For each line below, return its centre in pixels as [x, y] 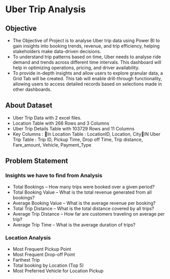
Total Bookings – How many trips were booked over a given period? [83, 187]
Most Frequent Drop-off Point [44, 254]
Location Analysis [28, 238]
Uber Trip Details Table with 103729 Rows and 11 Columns [74, 128]
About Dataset [29, 106]
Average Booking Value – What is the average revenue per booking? [84, 203]
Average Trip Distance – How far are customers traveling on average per [89, 214]
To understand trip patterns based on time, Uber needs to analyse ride [87, 57]
